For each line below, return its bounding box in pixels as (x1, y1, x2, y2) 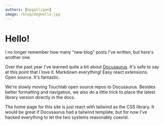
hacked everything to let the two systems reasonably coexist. (5, 114, 129, 121)
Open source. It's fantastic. (5, 74, 60, 80)
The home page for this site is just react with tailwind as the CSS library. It (5, 104, 155, 110)
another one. (5, 55, 31, 61)
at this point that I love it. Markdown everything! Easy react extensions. (5, 69, 148, 75)
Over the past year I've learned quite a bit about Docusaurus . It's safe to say (5, 64, 160, 70)
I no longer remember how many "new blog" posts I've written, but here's (5, 49, 154, 55)
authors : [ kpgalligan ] (5, 7, 52, 12)
